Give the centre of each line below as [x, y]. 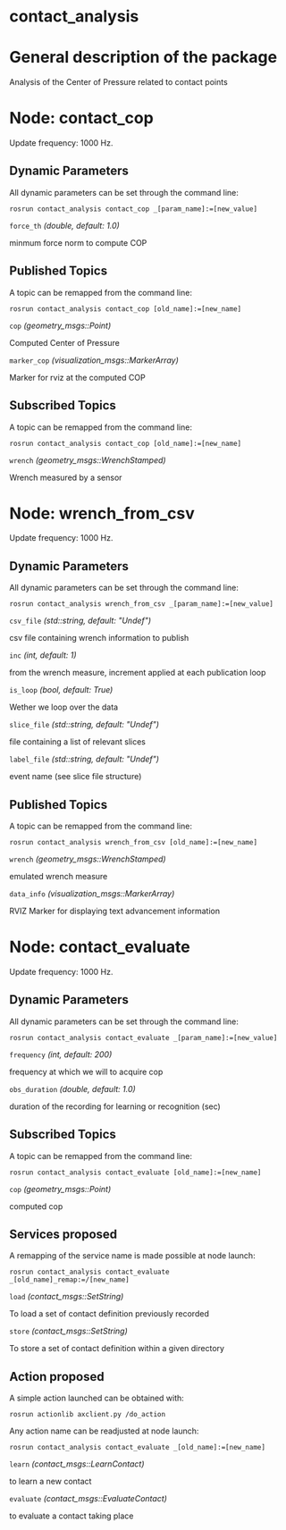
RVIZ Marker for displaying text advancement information [115, 911]
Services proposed [63, 1235]
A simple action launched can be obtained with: [97, 1398]
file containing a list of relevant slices [77, 742]
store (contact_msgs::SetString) [68, 1331]
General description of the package [143, 58]
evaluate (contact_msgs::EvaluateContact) [88, 1499]
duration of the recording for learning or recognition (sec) [115, 1106]
